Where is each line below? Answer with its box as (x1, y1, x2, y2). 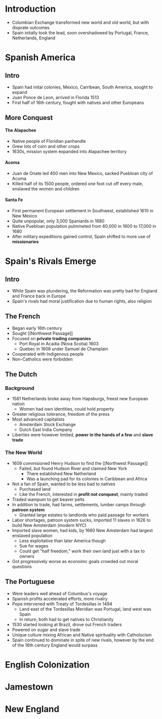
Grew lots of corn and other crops (12, 143, 80, 149)
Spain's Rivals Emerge (5, 256, 97, 267)
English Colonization (5, 659, 90, 670)
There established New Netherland (26, 470, 96, 477)
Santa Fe (5, 197, 23, 203)
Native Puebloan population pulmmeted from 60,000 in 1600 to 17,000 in (12, 223, 156, 229)
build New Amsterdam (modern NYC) (12, 522, 87, 528)
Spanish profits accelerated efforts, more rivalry (12, 596, 108, 601)
